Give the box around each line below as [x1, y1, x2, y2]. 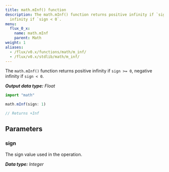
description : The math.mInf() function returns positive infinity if [5, 12, 154, 17]
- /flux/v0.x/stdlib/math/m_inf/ [10, 54, 80, 59]
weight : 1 [5, 40, 26, 45]
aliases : [5, 45, 24, 50]
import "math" [5, 93, 35, 98]
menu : [5, 21, 17, 27]
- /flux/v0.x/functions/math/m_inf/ [10, 49, 87, 54]
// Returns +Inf [5, 111, 39, 116]
